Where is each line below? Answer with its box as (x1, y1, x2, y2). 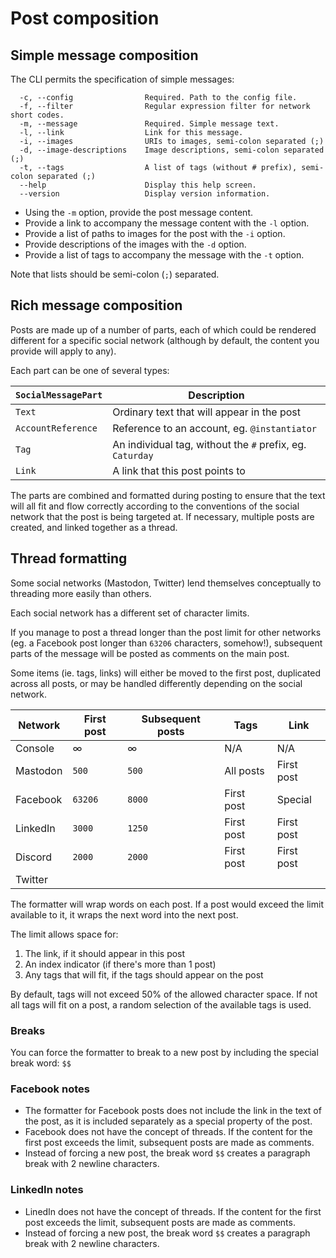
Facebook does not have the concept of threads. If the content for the (24, 1126, 313, 1138)
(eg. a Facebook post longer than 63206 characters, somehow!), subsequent (10, 637, 323, 649)
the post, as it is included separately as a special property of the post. (24, 1115, 313, 1127)
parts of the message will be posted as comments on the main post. (10, 647, 290, 659)
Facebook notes (10, 1082, 90, 1096)
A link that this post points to (112, 463, 246, 477)
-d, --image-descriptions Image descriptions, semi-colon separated (19, 145, 325, 155)
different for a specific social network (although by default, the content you (10, 334, 320, 346)
